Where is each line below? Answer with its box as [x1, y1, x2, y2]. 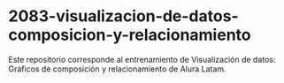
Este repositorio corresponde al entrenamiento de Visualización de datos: [8, 54, 276, 64]
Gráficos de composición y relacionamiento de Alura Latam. [8, 64, 226, 74]
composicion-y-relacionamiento [8, 25, 251, 45]
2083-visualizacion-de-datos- [8, 6, 240, 26]
